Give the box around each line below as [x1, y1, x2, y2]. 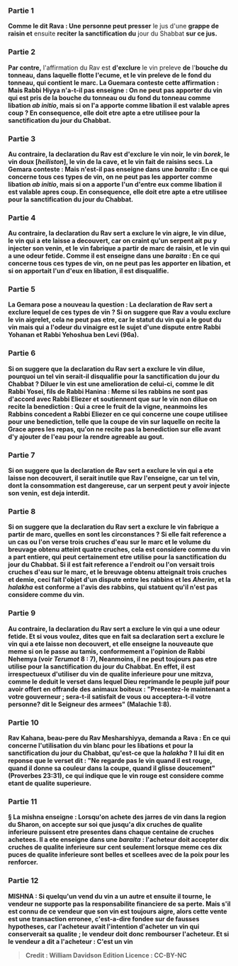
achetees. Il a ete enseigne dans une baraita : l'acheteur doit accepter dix [8, 835, 229, 844]
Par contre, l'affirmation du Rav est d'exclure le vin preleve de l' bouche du [8, 63, 228, 72]
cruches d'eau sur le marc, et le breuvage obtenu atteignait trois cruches [8, 568, 227, 576]
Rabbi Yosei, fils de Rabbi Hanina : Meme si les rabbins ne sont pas [8, 387, 208, 395]
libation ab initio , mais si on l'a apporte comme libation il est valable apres [8, 101, 229, 109]
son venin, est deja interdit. [8, 489, 91, 498]
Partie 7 [8, 450, 35, 460]
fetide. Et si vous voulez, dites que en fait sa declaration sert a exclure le [8, 632, 225, 640]
